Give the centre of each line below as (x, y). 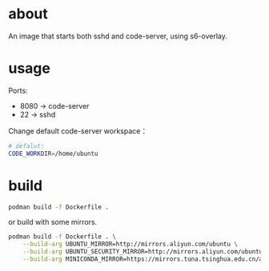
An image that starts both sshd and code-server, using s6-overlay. (118, 36)
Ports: (18, 90)
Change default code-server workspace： (78, 131)
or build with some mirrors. (53, 222)
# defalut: (26, 146)
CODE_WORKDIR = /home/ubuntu (53, 153)
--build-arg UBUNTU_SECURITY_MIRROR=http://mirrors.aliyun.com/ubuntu (143, 252)
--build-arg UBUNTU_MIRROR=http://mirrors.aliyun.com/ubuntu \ (130, 245)
